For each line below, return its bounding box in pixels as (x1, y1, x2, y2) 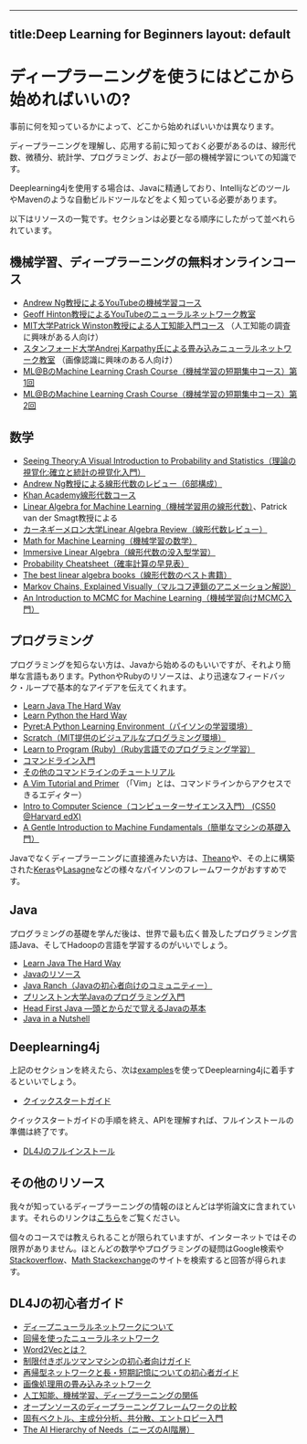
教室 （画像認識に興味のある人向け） (38, 354, 178, 365)
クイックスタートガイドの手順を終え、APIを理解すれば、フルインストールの (9, 1115, 294, 1126)
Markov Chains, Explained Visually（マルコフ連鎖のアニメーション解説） (22, 581, 297, 592)
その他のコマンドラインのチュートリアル (22, 766, 175, 777)
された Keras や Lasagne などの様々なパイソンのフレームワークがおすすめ (9, 864, 280, 875)
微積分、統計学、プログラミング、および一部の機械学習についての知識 (25, 152, 290, 163)
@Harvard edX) (22, 810, 82, 822)
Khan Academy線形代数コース (22, 490, 137, 501)
